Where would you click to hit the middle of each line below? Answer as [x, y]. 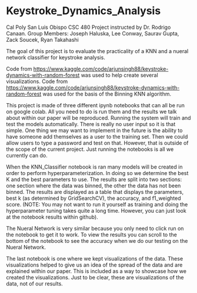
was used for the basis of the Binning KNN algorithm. [107, 94]
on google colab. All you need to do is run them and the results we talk [92, 111]
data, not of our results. [34, 284]
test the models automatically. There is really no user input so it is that [91, 124]
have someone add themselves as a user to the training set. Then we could [97, 136]
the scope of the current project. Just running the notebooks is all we [90, 149]
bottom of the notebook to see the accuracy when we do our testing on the [97, 241]
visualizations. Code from [37, 81]
